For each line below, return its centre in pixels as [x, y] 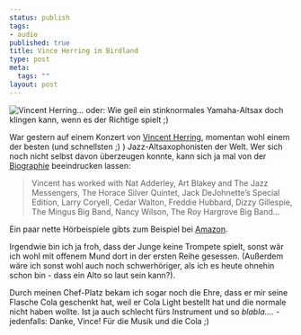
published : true [40, 43]
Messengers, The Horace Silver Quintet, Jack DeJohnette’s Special [155, 192]
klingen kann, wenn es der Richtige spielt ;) [89, 119]
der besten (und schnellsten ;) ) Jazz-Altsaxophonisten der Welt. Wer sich [146, 146]
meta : [19, 68]
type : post [30, 59]
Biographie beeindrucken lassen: [70, 165]
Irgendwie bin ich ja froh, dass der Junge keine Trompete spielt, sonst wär [147, 246]
